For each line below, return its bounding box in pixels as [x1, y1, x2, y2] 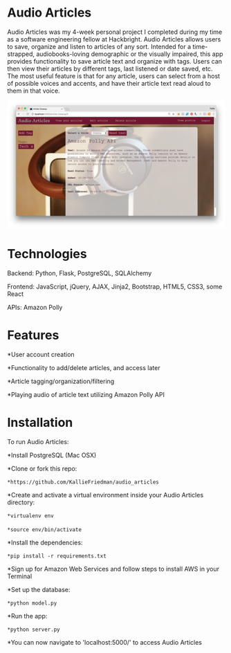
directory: [7, 498, 35, 506]
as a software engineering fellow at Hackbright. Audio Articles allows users [7, 35, 221, 43]
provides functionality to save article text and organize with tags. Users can [7, 57, 223, 65]
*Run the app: [7, 612, 48, 620]
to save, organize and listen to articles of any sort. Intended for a [7, 42, 192, 50]
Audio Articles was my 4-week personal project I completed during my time [7, 28, 223, 36]
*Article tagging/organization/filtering [7, 377, 115, 385]
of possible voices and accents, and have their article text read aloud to [7, 79, 211, 87]
